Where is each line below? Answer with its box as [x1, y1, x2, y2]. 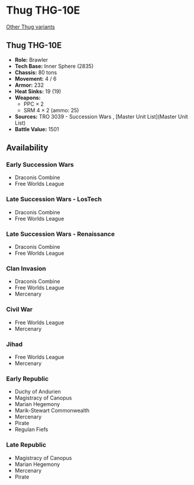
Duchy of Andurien [14, 388, 61, 395]
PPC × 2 [23, 100, 44, 107]
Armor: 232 [14, 81, 44, 88]
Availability [6, 143, 48, 153]
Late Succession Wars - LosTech [6, 195, 102, 204]
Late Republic [6, 440, 46, 449]
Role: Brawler [14, 56, 48, 63]
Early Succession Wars [6, 161, 74, 169]
